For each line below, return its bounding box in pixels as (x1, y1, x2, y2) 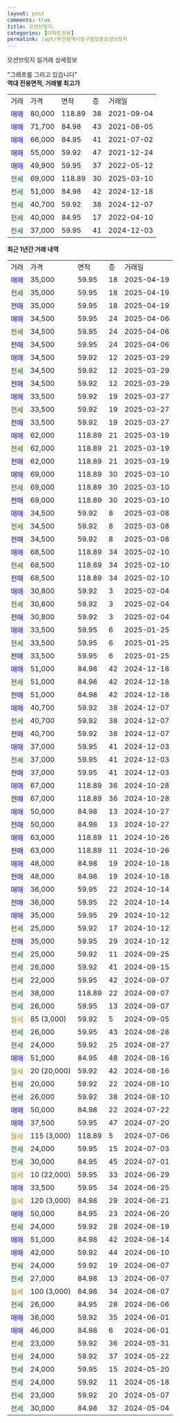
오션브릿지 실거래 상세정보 (7, 56, 78, 64)
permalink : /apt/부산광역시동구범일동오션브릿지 (7, 36, 128, 43)
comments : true (7, 17, 51, 24)
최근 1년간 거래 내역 (7, 245, 59, 253)
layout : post (7, 10, 45, 17)
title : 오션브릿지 (7, 23, 53, 30)
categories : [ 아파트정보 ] (7, 29, 74, 37)
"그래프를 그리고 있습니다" (7, 71, 78, 79)
